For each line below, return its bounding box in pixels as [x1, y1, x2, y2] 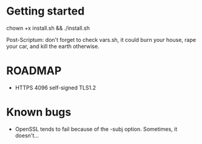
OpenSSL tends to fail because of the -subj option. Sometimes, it [15, 125, 178, 132]
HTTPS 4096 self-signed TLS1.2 [15, 84, 96, 91]
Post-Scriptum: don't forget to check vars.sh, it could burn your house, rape [6, 36, 196, 43]
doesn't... [15, 132, 39, 139]
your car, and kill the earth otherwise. [6, 43, 99, 50]
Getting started [6, 4, 85, 18]
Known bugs [6, 105, 72, 119]
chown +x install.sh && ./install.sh [6, 24, 90, 32]
